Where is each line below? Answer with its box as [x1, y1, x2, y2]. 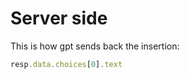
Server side [10, 7, 108, 30]
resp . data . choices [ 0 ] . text [10, 59, 123, 69]
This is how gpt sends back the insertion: [10, 40, 180, 52]
